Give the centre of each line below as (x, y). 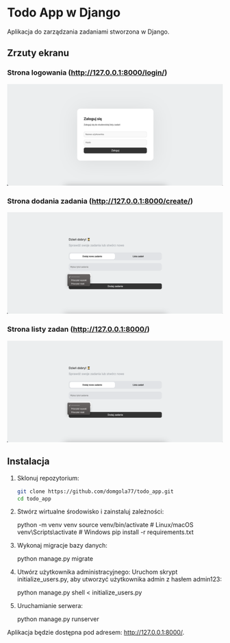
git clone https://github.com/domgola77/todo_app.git (95, 492)
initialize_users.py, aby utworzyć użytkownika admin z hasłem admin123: (119, 579)
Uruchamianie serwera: (50, 606)
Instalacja (28, 462)
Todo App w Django (64, 13)
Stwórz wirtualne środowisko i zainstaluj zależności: (90, 511)
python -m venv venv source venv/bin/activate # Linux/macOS (105, 525)
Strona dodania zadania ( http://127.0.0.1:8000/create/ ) (100, 201)
